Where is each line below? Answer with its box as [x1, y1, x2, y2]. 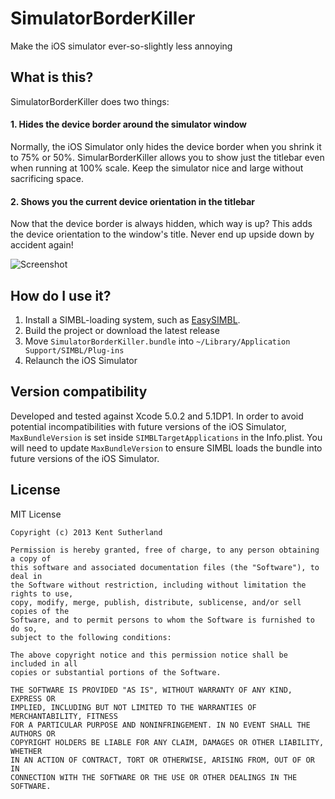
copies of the [10, 606, 70, 616]
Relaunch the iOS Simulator [24, 354, 138, 366]
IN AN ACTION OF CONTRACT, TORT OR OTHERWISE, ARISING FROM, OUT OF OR [10, 755, 315, 765]
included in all [10, 658, 78, 669]
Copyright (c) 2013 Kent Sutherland [10, 527, 163, 537]
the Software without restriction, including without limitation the [10, 580, 307, 590]
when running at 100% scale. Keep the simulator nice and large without [10, 162, 304, 174]
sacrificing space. [10, 172, 84, 184]
